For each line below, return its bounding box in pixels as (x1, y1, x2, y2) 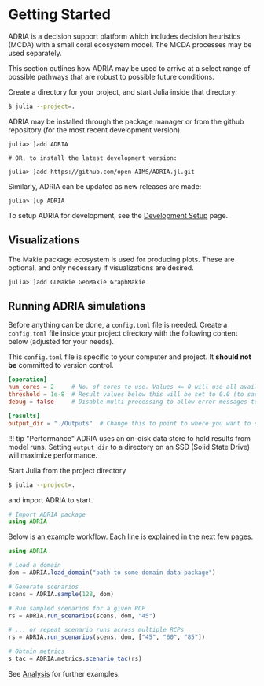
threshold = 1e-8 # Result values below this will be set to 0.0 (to (8, 391, 244, 399)
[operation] (8, 376, 47, 384)
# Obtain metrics (8, 647, 65, 655)
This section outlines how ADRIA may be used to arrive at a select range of (8, 63, 251, 72)
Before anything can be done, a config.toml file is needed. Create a (8, 321, 228, 330)
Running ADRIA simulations (8, 299, 146, 313)
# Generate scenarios (8, 583, 79, 591)
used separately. (8, 48, 62, 57)
